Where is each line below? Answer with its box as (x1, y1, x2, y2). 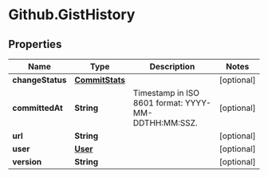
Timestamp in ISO (132, 88, 200, 98)
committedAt (12, 102, 64, 113)
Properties (8, 38, 62, 51)
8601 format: (132, 97, 183, 109)
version (12, 156, 42, 167)
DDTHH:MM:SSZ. (132, 117, 198, 129)
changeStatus (12, 74, 67, 85)
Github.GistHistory (8, 6, 136, 24)
